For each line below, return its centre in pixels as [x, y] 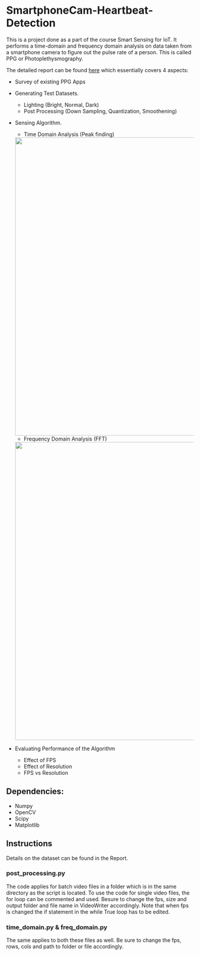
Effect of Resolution [48, 766]
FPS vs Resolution [46, 772]
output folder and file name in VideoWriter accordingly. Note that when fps [98, 905]
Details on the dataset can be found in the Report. [67, 858]
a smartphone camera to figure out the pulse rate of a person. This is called [99, 52]
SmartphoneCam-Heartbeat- [80, 10]
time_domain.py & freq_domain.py [57, 927]
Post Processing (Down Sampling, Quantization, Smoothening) [100, 111]
